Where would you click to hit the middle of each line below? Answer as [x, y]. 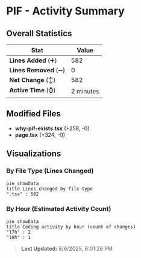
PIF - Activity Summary [65, 11]
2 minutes [85, 91]
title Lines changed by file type [50, 189]
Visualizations [34, 154]
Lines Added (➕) [33, 60]
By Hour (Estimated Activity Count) [59, 209]
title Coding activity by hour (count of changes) [71, 227]
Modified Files [34, 114]
